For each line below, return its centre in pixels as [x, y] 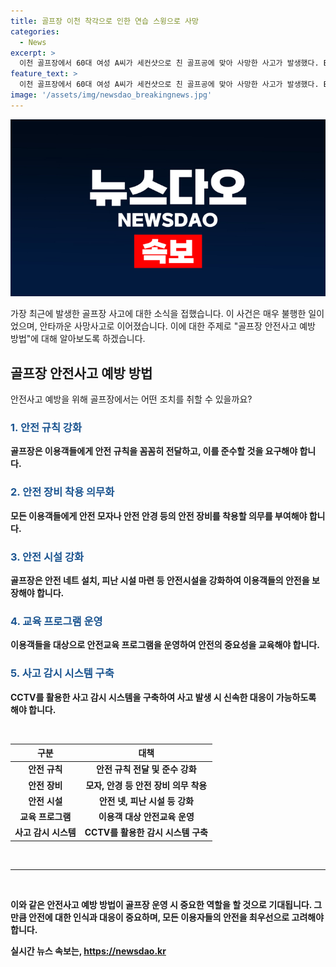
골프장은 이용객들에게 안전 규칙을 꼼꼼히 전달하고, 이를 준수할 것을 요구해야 [154, 451]
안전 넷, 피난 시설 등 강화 [146, 801]
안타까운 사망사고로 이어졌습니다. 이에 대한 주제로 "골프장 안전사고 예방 [177, 326]
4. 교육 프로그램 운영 [56, 621]
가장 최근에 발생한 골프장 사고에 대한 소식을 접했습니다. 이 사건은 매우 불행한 [158, 314]
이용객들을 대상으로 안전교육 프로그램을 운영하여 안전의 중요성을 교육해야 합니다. [165, 645]
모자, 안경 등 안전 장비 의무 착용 [146, 785]
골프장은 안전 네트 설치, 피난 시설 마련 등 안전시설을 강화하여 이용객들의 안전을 [160, 580]
